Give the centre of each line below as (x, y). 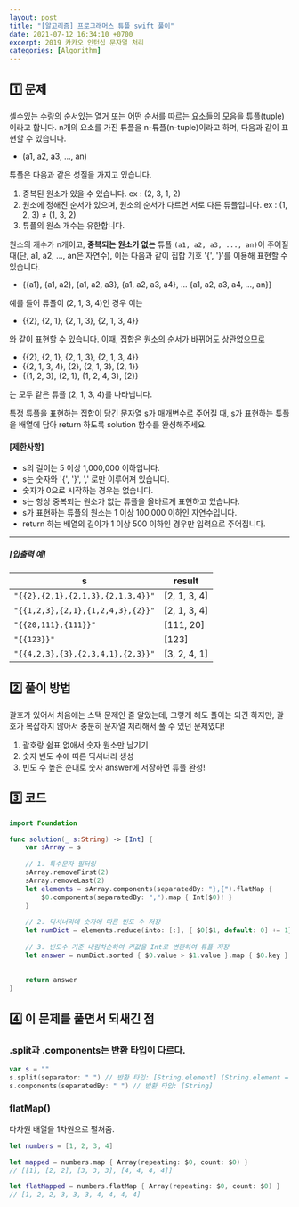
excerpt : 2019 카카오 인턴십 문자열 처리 (77, 42)
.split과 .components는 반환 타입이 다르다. (97, 1050)
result (186, 581)
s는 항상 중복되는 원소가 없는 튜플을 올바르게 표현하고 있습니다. (131, 501)
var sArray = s (53, 847)
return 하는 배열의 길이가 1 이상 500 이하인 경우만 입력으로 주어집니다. (144, 524)
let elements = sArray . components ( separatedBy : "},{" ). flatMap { (149, 889)
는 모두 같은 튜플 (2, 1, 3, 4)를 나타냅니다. (81, 394)
